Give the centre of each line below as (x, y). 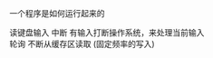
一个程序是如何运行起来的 (57, 13)
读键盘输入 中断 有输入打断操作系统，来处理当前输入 (107, 33)
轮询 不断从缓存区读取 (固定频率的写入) (82, 44)
